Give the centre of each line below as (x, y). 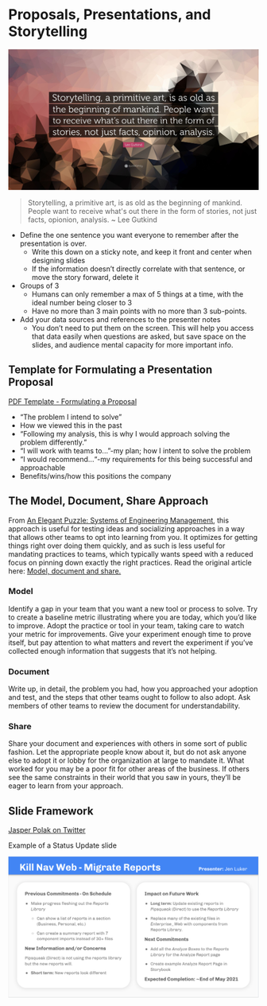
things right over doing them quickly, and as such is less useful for (117, 546)
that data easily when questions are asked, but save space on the (139, 336)
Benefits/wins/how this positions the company (95, 476)
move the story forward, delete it (85, 277)
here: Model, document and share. (65, 571)
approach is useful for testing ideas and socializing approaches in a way (126, 528)
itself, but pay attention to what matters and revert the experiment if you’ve (131, 643)
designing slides (58, 260)
